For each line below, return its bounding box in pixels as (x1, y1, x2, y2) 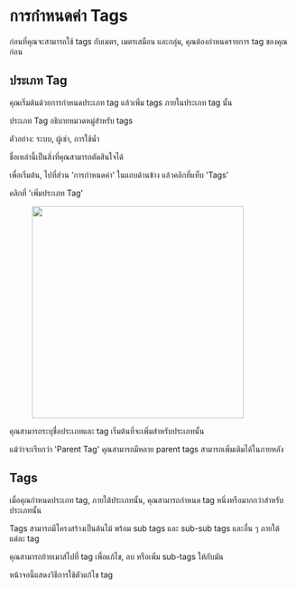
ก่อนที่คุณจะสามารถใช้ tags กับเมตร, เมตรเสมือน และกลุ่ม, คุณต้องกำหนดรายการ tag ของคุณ (9, 35, 288, 46)
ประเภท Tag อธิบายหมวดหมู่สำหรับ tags (9, 115, 134, 126)
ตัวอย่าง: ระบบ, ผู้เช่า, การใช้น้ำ (9, 133, 100, 144)
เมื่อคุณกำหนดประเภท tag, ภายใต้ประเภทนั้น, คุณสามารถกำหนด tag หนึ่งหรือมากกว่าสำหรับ (9, 494, 284, 505)
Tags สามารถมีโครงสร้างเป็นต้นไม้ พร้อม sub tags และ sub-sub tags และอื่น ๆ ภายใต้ (9, 522, 280, 534)
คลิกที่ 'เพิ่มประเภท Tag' (9, 187, 84, 198)
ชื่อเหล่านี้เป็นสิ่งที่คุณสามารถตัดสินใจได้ (9, 151, 124, 162)
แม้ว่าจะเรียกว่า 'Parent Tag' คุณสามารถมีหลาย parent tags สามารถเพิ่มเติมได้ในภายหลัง (9, 443, 284, 454)
